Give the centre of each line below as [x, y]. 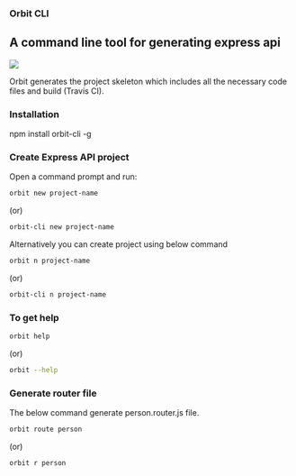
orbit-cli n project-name [58, 294]
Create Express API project [69, 157]
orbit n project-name [50, 261]
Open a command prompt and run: [73, 177]
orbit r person [38, 463]
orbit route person [46, 430]
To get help [35, 317]
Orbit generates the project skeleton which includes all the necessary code [148, 81]
